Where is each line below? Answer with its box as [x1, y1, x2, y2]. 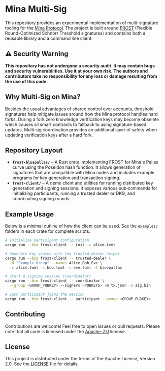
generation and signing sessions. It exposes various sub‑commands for [12, 185, 158, 191]
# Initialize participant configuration [5, 238, 90, 243]
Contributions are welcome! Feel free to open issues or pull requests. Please [5, 323, 160, 329]
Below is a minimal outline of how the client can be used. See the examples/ [5, 223, 158, 229]
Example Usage [5, 210, 54, 218]
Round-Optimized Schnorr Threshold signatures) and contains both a [5, 30, 146, 36]
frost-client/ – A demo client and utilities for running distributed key [12, 180, 154, 186]
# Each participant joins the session [5, 292, 85, 297]
